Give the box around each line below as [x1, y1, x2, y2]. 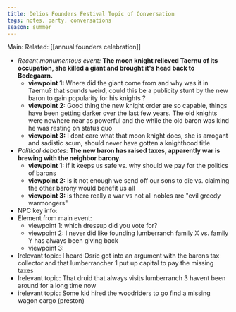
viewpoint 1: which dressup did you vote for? [27, 222, 158, 230]
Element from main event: [17, 214, 93, 222]
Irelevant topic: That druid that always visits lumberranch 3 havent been [17, 274, 226, 282]
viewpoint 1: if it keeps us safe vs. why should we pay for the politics [27, 162, 229, 170]
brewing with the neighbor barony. [17, 154, 122, 162]
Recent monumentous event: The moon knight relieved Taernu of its [17, 56, 218, 65]
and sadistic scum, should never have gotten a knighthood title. [27, 139, 213, 148]
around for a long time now [17, 282, 97, 290]
